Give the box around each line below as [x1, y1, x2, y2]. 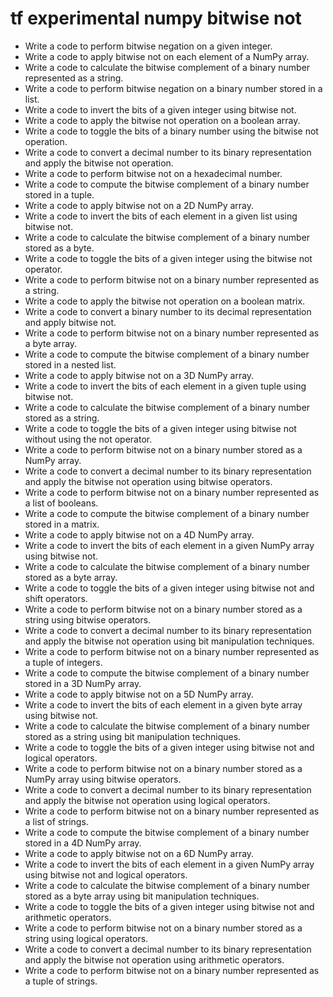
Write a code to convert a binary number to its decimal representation [24, 305, 312, 317]
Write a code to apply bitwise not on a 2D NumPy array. [24, 199, 255, 211]
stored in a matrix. [24, 518, 100, 530]
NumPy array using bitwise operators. [24, 773, 182, 785]
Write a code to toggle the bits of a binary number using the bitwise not [24, 125, 319, 137]
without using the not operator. [24, 433, 153, 445]
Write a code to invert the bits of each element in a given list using [24, 210, 298, 222]
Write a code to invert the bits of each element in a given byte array [24, 698, 303, 711]
